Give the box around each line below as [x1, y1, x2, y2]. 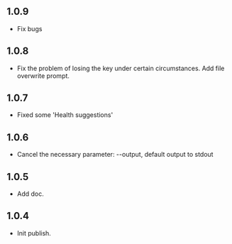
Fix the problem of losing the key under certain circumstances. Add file [16, 64, 225, 72]
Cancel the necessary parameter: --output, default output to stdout [16, 150, 214, 159]
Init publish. [16, 228, 51, 237]
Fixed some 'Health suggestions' [16, 111, 114, 119]
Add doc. [16, 189, 44, 198]
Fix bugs [16, 24, 43, 33]
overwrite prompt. [16, 71, 70, 80]
